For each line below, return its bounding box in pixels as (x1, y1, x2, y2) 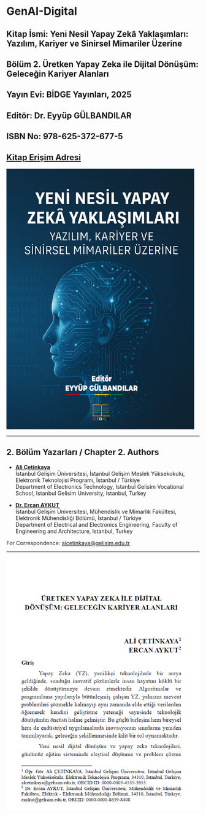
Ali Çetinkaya (15, 463, 50, 470)
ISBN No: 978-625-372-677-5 (6, 131, 123, 142)
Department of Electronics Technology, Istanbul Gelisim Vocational (15, 483, 184, 490)
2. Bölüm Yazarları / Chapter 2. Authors (6, 447, 159, 457)
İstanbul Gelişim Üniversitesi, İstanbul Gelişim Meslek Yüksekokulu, (15, 470, 185, 477)
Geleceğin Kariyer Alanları (6, 69, 109, 79)
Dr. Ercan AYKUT (15, 501, 59, 508)
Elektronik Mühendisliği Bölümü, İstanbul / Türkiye (15, 514, 142, 522)
